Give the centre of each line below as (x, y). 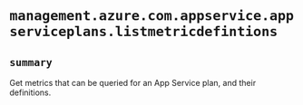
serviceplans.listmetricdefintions (144, 32)
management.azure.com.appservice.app (152, 16)
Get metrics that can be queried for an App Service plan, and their (133, 83)
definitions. (30, 92)
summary (31, 62)
